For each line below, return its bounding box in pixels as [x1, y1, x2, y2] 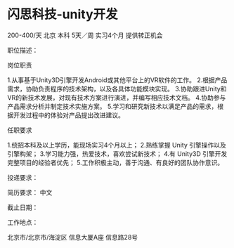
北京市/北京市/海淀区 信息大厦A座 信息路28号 [7, 233, 138, 241]
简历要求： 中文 [7, 188, 53, 197]
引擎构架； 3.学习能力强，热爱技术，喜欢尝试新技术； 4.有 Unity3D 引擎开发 [7, 149, 228, 158]
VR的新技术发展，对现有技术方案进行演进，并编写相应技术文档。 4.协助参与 [7, 93, 226, 102]
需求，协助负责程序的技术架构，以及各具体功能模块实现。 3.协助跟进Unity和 [7, 84, 227, 93]
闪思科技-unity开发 [7, 6, 118, 22]
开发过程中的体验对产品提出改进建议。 [13, 110, 124, 119]
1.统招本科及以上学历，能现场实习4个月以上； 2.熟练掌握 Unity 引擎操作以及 [7, 141, 226, 149]
